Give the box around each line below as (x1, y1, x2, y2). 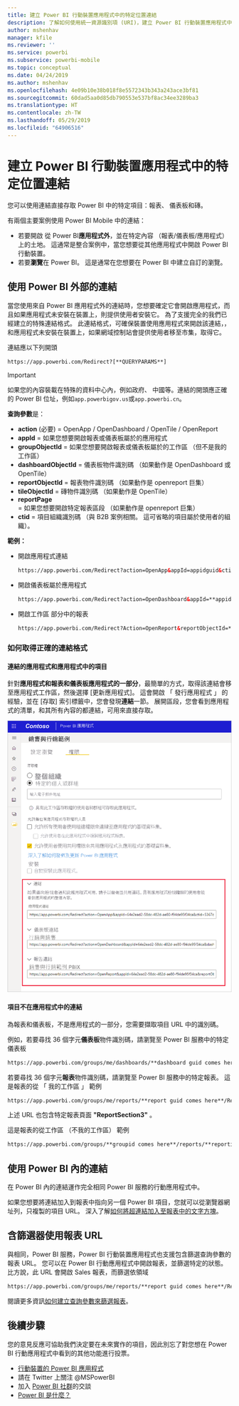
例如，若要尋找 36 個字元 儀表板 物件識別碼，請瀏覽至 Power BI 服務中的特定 (7, 1035, 229, 1044)
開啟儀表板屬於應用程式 (17, 581, 87, 590)
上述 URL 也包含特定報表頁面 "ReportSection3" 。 (7, 1111, 156, 1119)
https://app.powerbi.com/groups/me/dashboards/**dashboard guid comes (7, 1059, 221, 1066)
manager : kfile (7, 34, 53, 41)
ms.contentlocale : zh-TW (7, 109, 81, 117)
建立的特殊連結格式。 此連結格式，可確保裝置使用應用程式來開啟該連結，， (13, 319, 230, 327)
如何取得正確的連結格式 (7, 642, 87, 652)
